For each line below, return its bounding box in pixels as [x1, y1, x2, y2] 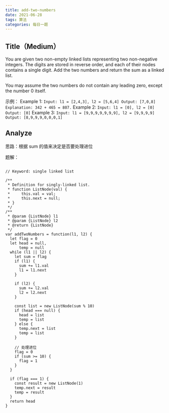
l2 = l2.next [18, 290, 47, 295]
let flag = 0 [10, 236, 38, 241]
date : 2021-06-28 [5, 12, 42, 17]
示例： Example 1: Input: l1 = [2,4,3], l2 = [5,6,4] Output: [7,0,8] [5, 99, 156, 105]
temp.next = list [18, 326, 56, 331]
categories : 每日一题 [5, 22, 49, 27]
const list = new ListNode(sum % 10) [14, 303, 95, 308]
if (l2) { [14, 281, 36, 286]
